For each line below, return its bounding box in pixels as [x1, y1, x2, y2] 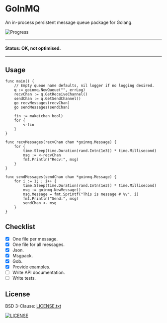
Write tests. [12, 275, 36, 281]
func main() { [5, 79, 35, 83]
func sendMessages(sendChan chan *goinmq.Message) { [5, 174, 117, 179]
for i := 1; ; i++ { [14, 178, 57, 184]
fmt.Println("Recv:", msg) [23, 157, 79, 162]
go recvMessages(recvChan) [14, 100, 70, 105]
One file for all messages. [12, 242, 65, 247]
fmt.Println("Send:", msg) [23, 196, 79, 201]
